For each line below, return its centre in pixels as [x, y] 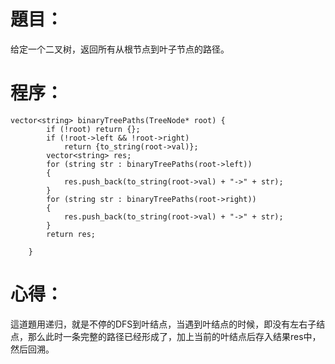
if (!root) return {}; [93, 129]
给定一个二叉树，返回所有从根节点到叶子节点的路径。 [120, 49]
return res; [71, 234]
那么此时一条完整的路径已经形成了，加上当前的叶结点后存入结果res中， [174, 336]
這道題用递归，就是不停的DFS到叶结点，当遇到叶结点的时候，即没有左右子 [163, 324]
